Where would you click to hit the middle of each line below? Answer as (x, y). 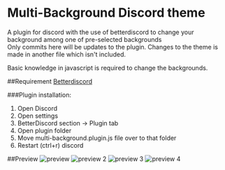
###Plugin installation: (39, 95)
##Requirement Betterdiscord (50, 81)
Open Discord (37, 108)
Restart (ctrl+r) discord (50, 145)
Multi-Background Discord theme (106, 13)
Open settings (37, 116)
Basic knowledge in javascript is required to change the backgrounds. (108, 68)
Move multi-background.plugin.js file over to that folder (97, 138)
